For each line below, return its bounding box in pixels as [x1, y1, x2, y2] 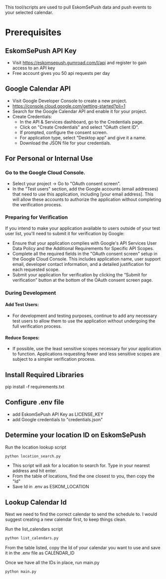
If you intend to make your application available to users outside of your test [5, 225, 160, 231]
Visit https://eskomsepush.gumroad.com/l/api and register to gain [12, 60, 147, 65]
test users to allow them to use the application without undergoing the [12, 318, 156, 324]
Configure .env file [5, 398, 64, 406]
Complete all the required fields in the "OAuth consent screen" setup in [12, 251, 158, 257]
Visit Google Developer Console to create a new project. [12, 98, 127, 104]
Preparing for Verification [5, 214, 68, 221]
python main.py [5, 569, 37, 575]
